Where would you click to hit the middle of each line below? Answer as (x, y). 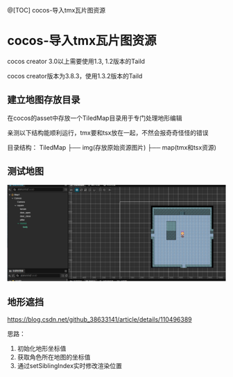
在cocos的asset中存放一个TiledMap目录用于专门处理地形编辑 (95, 118)
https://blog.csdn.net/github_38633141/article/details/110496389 (100, 319)
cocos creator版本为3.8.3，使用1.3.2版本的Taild (75, 76)
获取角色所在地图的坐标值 (54, 357)
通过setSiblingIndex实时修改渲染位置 (70, 365)
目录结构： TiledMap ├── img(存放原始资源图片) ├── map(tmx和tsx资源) (112, 147)
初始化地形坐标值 (42, 348)
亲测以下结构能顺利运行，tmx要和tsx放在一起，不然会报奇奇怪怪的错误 (108, 132)
